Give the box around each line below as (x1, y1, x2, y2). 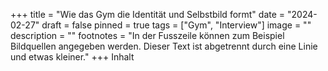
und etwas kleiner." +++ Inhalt (10, 51, 135, 63)
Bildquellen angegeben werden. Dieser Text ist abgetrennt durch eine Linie (10, 40, 318, 52)
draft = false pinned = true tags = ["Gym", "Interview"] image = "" (41, 19, 312, 31)
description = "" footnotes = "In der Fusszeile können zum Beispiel (10, 30, 285, 41)
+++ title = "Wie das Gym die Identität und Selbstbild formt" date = (10, 9, 286, 20)
